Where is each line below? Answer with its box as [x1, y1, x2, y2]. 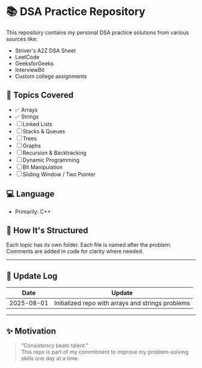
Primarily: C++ [14, 208, 51, 215]
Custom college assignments [14, 72, 87, 80]
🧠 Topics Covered [6, 90, 74, 100]
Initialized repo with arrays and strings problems [54, 299, 191, 308]
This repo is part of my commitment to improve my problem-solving [20, 348, 189, 355]
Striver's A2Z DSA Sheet [14, 46, 76, 54]
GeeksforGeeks [14, 60, 54, 67]
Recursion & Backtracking [22, 149, 87, 156]
